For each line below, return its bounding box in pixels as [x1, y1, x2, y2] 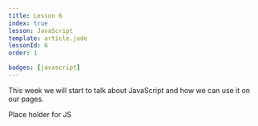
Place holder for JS [8, 109, 72, 119]
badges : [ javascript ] [8, 63, 81, 72]
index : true [8, 19, 48, 27]
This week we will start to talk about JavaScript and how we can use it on [8, 85, 251, 95]
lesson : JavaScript [8, 26, 74, 35]
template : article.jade [8, 34, 88, 43]
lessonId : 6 [8, 42, 48, 50]
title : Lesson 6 [8, 11, 62, 20]
